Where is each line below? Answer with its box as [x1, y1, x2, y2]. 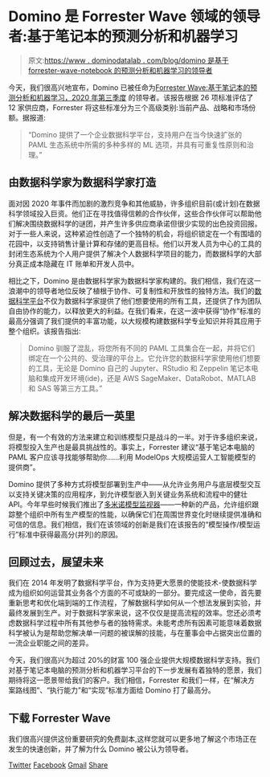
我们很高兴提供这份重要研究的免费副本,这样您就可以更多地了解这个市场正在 [8, 734, 257, 744]
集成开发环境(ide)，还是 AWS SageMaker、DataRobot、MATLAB [42, 373, 256, 382]
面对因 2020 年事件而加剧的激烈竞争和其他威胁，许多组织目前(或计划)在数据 [8, 198, 260, 208]
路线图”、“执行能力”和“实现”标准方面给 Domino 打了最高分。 [14, 685, 215, 695]
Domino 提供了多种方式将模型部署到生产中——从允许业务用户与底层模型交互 [8, 479, 261, 489]
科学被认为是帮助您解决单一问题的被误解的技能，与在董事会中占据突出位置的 [8, 628, 262, 638]
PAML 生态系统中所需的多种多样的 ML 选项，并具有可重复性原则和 [27, 140, 247, 149]
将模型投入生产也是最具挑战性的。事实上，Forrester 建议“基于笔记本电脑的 [8, 442, 256, 452]
